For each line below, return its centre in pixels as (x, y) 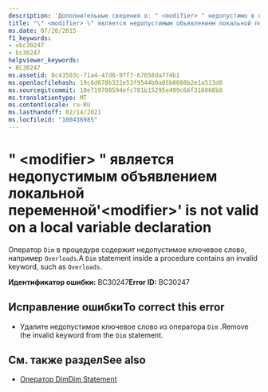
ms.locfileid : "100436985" (53, 120)
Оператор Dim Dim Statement (68, 379)
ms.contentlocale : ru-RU (49, 105)
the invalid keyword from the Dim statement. (91, 335)
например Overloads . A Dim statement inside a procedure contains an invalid (133, 258)
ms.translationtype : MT (48, 98)
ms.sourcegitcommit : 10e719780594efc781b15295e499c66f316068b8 (116, 90)
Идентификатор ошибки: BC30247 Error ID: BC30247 (99, 282)
